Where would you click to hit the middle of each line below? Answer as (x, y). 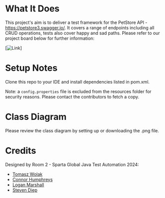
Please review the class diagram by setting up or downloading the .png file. (82, 130)
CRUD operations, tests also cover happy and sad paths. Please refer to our (82, 33)
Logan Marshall (28, 185)
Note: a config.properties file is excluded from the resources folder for (78, 91)
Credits (21, 151)
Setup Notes (31, 68)
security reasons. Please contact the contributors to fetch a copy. (72, 97)
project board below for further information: (50, 38)
